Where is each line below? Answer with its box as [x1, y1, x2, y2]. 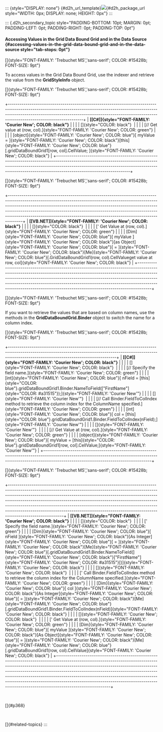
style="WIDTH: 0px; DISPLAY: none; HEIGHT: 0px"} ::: [5, 10, 113, 16]
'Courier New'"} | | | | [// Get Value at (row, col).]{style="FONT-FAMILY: [5, 427, 148, 433]
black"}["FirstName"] [99, 554, 142, 560]
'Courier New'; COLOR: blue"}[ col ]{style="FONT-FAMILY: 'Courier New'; [5, 585, 152, 591]
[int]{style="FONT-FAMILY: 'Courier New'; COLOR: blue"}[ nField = [5, 375, 139, 381]
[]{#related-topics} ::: [5, 721, 48, 728]
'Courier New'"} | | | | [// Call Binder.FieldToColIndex [51, 396, 157, 402]
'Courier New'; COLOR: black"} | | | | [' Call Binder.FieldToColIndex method [5, 570, 155, 576]
